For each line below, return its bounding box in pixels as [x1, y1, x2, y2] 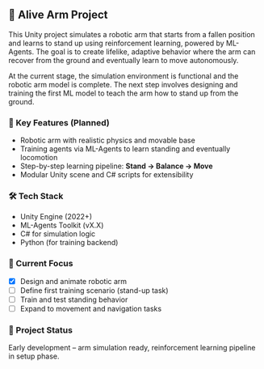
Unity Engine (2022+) [19, 212, 93, 222]
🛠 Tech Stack [8, 191, 64, 202]
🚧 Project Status [8, 324, 73, 336]
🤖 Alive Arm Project [8, 8, 108, 22]
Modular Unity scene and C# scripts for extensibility [19, 170, 194, 180]
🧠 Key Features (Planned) [8, 117, 111, 128]
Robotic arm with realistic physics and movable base [19, 135, 195, 146]
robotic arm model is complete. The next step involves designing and [8, 79, 238, 89]
